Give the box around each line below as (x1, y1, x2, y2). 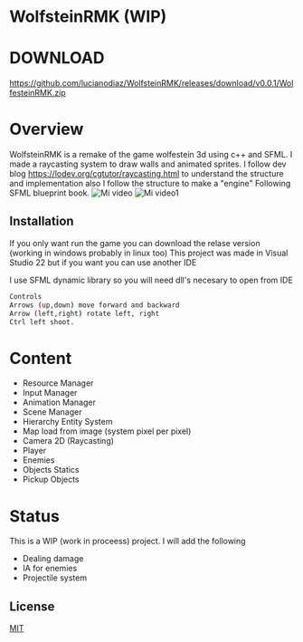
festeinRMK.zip (9, 88, 66, 99)
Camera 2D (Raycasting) (22, 436, 115, 446)
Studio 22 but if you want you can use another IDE (9, 256, 197, 268)
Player (22, 446, 47, 456)
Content (9, 348, 72, 369)
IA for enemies (22, 563, 78, 574)
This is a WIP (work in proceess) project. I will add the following (9, 536, 246, 547)
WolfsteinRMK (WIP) (9, 6, 167, 27)
